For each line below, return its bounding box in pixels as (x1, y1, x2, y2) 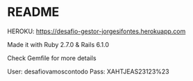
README (7, 4, 60, 20)
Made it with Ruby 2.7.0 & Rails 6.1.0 (7, 40, 110, 48)
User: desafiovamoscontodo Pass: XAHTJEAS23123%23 (7, 67, 169, 75)
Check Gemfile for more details (7, 53, 96, 62)
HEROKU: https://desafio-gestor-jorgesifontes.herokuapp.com (7, 27, 186, 35)
